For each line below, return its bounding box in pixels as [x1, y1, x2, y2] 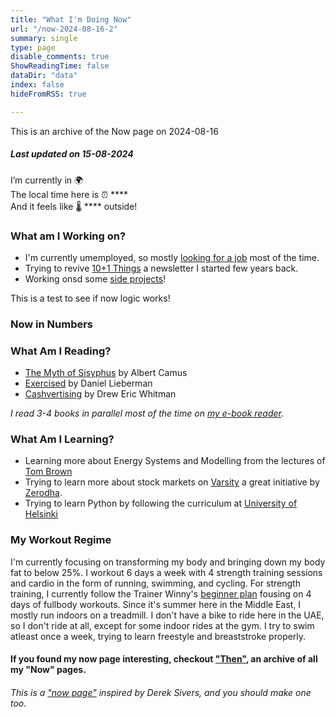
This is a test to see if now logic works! [10, 292, 171, 304]
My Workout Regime [10, 533, 112, 547]
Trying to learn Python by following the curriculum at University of [24, 497, 298, 510]
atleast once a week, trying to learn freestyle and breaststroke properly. [10, 630, 307, 642]
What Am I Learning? [10, 432, 115, 446]
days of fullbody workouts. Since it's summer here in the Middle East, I [10, 598, 302, 610]
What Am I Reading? [10, 344, 112, 358]
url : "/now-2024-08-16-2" [10, 24, 118, 34]
